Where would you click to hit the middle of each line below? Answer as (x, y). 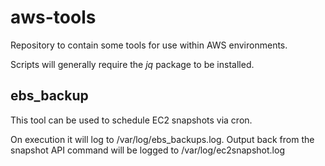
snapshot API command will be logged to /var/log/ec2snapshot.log (147, 150)
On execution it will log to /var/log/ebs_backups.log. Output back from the (162, 139)
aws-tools (53, 17)
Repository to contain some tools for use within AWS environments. (149, 45)
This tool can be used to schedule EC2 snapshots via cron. (131, 120)
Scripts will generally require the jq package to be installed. (132, 64)
